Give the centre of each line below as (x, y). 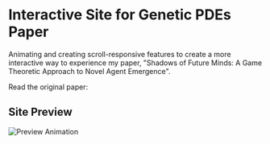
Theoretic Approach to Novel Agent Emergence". (89, 71)
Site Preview (40, 112)
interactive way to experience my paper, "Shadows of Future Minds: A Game (135, 63)
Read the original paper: (48, 87)
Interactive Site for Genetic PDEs (120, 15)
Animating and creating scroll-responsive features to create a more (120, 54)
